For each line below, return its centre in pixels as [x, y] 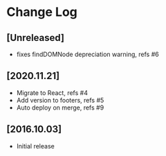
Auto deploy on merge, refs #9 [60, 107]
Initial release [35, 146]
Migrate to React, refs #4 [52, 93]
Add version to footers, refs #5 [60, 100]
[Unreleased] [36, 38]
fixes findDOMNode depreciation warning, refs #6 [88, 54]
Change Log [42, 12]
